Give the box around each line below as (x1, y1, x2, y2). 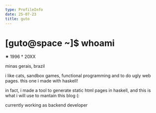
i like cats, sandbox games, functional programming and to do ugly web (5, 73, 151, 79)
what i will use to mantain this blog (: (5, 93, 80, 99)
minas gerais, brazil (5, 63, 45, 69)
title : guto (5, 16, 30, 21)
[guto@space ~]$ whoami (5, 37, 115, 49)
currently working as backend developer (5, 102, 88, 108)
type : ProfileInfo (5, 7, 43, 12)
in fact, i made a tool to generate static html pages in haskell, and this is (5, 87, 151, 93)
